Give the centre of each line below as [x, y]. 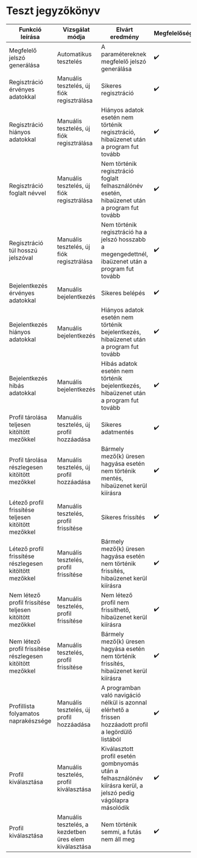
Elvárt [125, 29]
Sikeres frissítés [123, 517]
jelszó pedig [118, 793]
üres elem [71, 839]
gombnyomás [120, 763]
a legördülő [117, 732]
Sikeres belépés [123, 293]
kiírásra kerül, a [122, 785]
